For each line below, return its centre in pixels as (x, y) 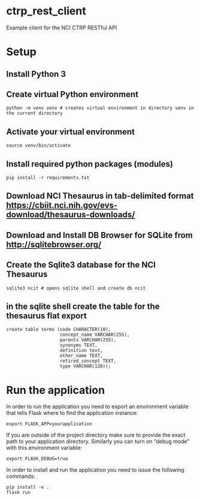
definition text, (81, 351)
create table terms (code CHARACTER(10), (59, 330)
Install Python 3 (36, 74)
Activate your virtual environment (71, 132)
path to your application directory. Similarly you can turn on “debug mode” (98, 441)
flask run (19, 493)
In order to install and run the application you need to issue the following (95, 470)
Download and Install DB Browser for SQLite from (99, 235)
